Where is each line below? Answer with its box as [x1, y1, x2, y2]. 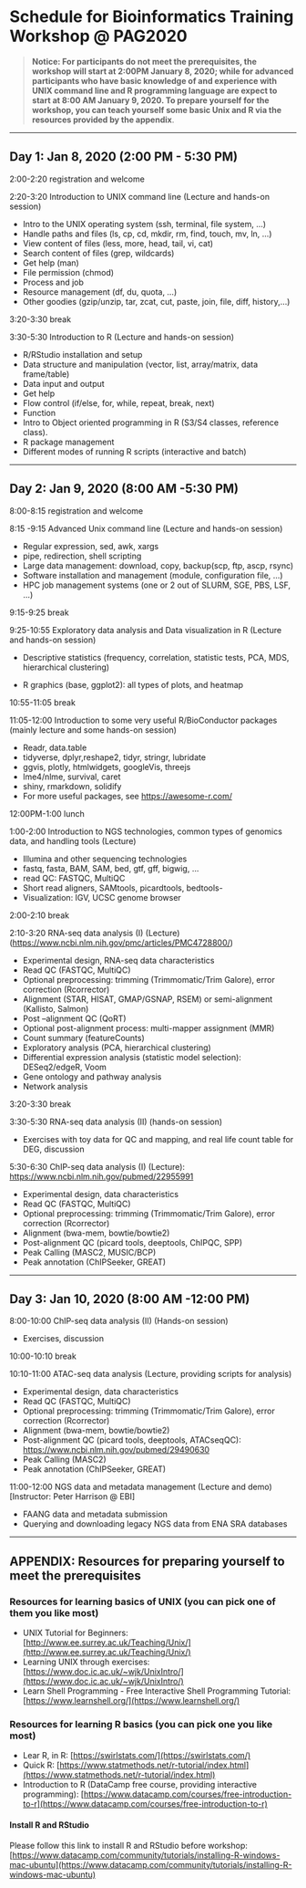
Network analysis [22, 1080, 88, 1091]
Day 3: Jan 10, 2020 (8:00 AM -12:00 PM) [9, 1291, 250, 1307]
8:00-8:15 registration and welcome [9, 505, 144, 516]
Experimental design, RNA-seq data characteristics [22, 954, 215, 965]
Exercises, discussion [22, 1333, 105, 1344]
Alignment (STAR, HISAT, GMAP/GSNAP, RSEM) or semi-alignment [22, 993, 273, 1005]
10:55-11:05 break [9, 696, 76, 708]
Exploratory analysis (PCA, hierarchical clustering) [22, 1042, 211, 1053]
